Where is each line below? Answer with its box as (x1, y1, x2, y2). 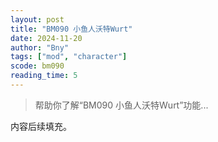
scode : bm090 (10, 61, 65, 71)
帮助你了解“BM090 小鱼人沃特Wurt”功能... (34, 99, 209, 111)
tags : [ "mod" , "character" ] (10, 52, 128, 62)
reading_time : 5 (10, 71, 78, 81)
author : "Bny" (10, 42, 70, 53)
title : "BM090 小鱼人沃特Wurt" (10, 24, 133, 34)
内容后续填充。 (10, 120, 72, 132)
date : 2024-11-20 (10, 33, 83, 43)
